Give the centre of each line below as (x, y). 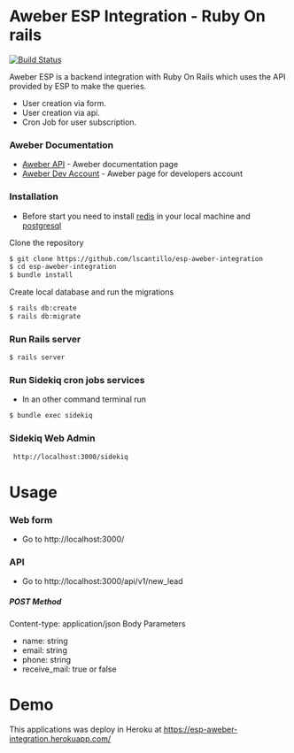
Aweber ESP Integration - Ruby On (137, 16)
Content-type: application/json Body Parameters (97, 624)
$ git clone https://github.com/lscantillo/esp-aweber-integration (136, 258)
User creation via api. (61, 112)
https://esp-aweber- (201, 730)
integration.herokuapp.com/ (60, 739)
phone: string (46, 660)
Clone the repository (46, 242)
